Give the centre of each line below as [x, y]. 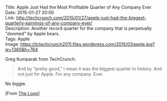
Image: [12, 44]
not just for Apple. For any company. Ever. [60, 74]
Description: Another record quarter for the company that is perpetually [79, 28]
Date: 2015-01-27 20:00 [30, 12]
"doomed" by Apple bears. [32, 34]
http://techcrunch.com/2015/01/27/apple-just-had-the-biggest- [81, 18]
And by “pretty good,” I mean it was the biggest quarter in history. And [89, 69]
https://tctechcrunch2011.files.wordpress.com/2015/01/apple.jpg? [87, 44]
